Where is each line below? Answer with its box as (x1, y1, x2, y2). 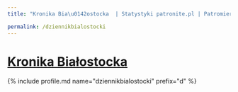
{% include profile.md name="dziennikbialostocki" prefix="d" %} (7, 77, 197, 86)
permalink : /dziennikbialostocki (7, 23, 106, 30)
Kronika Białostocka (7, 54, 128, 69)
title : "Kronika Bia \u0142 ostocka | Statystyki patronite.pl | (7, 10, 201, 18)
